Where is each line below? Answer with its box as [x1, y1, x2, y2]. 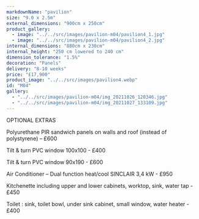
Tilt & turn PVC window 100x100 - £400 [6, 146, 106, 154]
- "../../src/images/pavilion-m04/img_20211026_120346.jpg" [12, 94, 168, 100]
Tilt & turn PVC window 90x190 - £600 [6, 158, 104, 165]
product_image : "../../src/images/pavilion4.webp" [6, 77, 138, 83]
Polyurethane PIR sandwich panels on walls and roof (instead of [6, 128, 167, 135]
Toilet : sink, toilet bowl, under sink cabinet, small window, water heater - [6, 200, 189, 207]
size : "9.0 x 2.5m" [6, 15, 56, 21]
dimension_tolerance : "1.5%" [6, 54, 81, 60]
